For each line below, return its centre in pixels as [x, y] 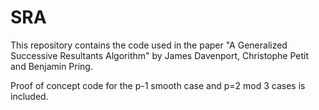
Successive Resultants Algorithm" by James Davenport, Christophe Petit [160, 55]
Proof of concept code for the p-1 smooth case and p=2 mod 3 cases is [158, 85]
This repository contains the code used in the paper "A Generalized [149, 45]
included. [29, 96]
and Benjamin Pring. [51, 66]
